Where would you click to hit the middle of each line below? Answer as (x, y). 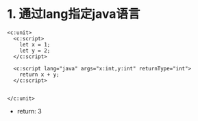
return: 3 (29, 111)
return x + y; (39, 75)
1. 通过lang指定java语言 (74, 14)
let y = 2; (35, 51)
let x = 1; (35, 44)
